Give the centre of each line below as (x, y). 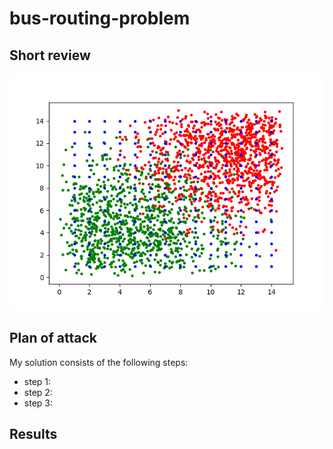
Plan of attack (53, 338)
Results (33, 434)
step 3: (38, 403)
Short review (50, 55)
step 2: (38, 392)
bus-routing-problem (100, 18)
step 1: (37, 381)
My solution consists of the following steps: (99, 362)
